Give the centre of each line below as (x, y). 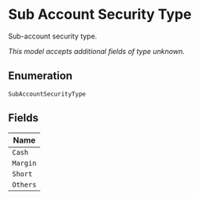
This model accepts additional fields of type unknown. (96, 51)
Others (24, 185)
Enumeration (41, 76)
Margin (24, 163)
